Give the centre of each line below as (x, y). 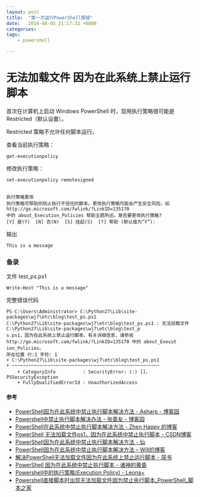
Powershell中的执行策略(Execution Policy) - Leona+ (80, 473)
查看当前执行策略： (30, 145)
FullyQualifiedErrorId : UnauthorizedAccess (80, 383)
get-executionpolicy (33, 156)
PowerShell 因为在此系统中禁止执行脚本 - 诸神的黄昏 (81, 465)
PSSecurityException (33, 377)
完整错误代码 (22, 300)
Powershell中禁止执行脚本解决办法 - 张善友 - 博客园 (80, 419)
